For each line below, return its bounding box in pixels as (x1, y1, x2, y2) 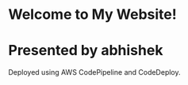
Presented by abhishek (8, 42, 163, 60)
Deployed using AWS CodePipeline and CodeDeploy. (8, 68, 181, 77)
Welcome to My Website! (8, 6, 177, 24)
